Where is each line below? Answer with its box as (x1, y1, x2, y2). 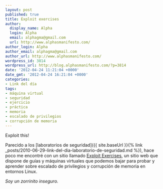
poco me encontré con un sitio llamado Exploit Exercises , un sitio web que (5, 153, 158, 159)
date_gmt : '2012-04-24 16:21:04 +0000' (5, 72, 88, 77)
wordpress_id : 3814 (5, 58, 46, 63)
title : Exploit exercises (5, 16, 59, 21)
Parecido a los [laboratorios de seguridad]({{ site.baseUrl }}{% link (5, 142, 143, 148)
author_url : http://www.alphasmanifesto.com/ (5, 53, 101, 59)
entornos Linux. (5, 168, 37, 175)
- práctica (5, 105, 28, 110)
